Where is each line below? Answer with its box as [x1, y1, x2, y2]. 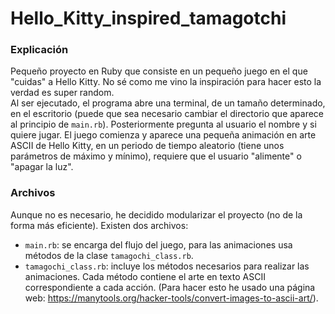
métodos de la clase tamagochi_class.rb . [24, 249, 194, 261]
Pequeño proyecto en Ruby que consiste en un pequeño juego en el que [10, 65, 308, 77]
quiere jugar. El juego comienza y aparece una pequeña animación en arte [10, 129, 317, 141]
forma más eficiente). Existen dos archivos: [10, 219, 189, 231]
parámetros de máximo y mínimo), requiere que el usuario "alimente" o [10, 150, 302, 162]
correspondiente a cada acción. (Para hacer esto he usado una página [24, 281, 316, 293]
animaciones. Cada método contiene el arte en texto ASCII [24, 270, 266, 282]
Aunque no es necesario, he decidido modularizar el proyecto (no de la [10, 208, 303, 221]
